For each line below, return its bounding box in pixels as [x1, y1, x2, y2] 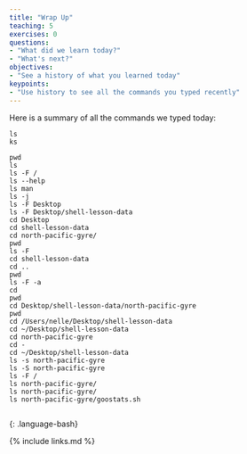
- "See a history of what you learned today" [9, 71, 180, 80]
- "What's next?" [9, 54, 74, 63]
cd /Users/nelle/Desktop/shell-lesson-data [9, 317, 173, 326]
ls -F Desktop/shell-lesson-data [9, 207, 133, 217]
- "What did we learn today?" [9, 46, 122, 55]
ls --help [9, 176, 46, 186]
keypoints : [9, 79, 50, 88]
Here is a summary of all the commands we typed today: [9, 112, 216, 123]
